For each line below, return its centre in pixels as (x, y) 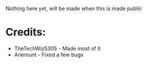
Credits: (26, 32)
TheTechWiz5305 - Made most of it (57, 48)
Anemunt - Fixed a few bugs (49, 55)
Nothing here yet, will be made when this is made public (74, 9)
